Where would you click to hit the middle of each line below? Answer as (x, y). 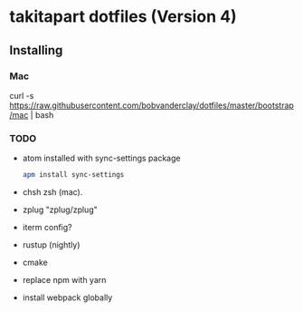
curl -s (22, 95)
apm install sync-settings (73, 175)
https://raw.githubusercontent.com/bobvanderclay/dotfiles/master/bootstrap (151, 105)
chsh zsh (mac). (52, 192)
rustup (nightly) (51, 245)
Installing (36, 50)
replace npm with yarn (64, 280)
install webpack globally (67, 297)
